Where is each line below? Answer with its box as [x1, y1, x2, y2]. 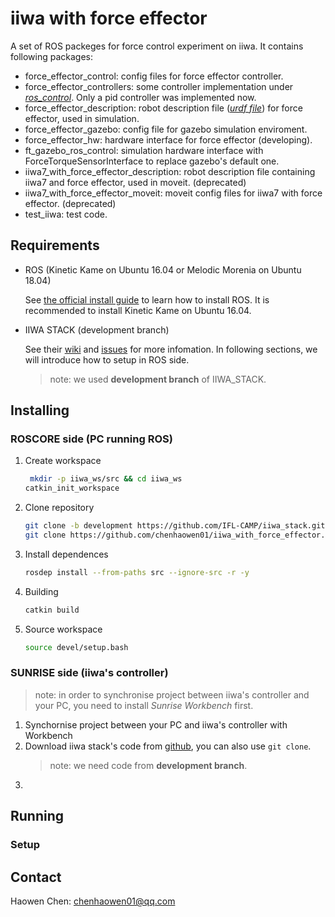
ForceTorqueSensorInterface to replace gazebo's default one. [24, 155, 280, 167]
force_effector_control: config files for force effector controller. [24, 70, 284, 82]
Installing [10, 402, 70, 419]
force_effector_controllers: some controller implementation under [24, 80, 294, 92]
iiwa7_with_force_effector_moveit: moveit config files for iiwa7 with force [24, 187, 323, 199]
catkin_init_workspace [24, 483, 120, 494]
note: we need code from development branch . [49, 759, 248, 771]
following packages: [10, 50, 94, 62]
